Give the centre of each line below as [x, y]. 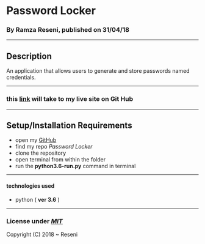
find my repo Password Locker [54, 147]
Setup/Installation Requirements [69, 125]
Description [29, 56]
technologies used [31, 186]
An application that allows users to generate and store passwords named [98, 71]
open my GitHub [36, 140]
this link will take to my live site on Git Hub [70, 99]
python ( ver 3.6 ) [37, 199]
